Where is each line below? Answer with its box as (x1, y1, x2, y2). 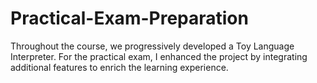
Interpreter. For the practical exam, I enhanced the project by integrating (10, 50, 308, 62)
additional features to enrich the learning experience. (10, 61, 229, 73)
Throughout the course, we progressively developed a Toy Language (10, 40, 295, 52)
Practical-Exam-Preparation (10, 7, 249, 30)
